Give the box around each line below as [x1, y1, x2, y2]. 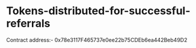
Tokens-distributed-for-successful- [6, 4, 191, 18]
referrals [6, 17, 51, 30]
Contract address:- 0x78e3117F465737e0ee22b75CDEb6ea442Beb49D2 [6, 36, 188, 43]
